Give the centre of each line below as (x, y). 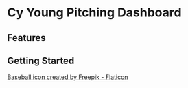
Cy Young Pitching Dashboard (94, 13)
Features (26, 38)
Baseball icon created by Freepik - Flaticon (68, 77)
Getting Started (41, 60)
